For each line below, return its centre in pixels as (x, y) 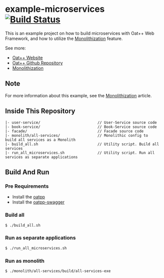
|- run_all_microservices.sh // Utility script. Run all (80, 153)
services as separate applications (41, 157)
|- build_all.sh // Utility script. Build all (82, 144)
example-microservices (55, 9)
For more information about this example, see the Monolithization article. (79, 95)
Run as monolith (25, 261)
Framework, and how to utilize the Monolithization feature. (64, 39)
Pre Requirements (27, 186)
